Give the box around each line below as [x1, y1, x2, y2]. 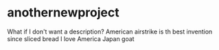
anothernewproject [7, 5, 119, 21]
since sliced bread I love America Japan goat [7, 34, 135, 42]
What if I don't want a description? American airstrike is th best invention [7, 27, 213, 36]
